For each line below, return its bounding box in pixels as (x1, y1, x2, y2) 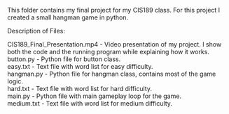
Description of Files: (7, 27, 65, 35)
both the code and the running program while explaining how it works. (7, 48, 210, 56)
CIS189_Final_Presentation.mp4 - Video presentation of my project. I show (7, 40, 222, 48)
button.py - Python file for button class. (7, 55, 121, 63)
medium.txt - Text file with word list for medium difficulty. (7, 99, 173, 107)
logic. (7, 77, 23, 85)
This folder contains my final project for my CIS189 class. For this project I (7, 6, 221, 14)
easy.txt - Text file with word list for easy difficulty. (7, 63, 153, 70)
